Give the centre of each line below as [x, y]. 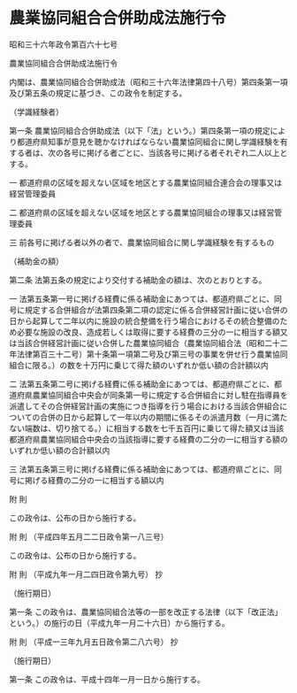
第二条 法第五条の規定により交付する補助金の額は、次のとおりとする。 [138, 280]
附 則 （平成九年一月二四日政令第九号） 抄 [86, 574]
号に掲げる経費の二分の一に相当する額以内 [87, 480]
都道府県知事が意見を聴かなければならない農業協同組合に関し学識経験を [148, 142]
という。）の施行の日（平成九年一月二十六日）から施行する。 [119, 623]
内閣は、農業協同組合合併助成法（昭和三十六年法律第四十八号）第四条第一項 [148, 81]
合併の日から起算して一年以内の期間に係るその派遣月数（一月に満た [164, 417]
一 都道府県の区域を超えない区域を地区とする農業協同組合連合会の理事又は [146, 182]
